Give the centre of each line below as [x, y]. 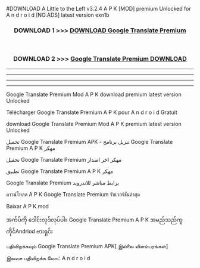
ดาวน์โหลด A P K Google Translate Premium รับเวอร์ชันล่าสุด [73, 194]
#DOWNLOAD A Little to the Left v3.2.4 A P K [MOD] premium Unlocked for [99, 9]
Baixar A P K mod [28, 206]
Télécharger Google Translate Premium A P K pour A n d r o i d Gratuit [92, 112]
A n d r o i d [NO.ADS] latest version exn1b [58, 15]
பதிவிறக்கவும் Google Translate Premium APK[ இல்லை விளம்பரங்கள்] [87, 246]
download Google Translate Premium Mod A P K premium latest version [94, 124]
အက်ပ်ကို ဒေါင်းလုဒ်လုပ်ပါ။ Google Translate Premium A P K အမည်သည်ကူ [94, 220]
